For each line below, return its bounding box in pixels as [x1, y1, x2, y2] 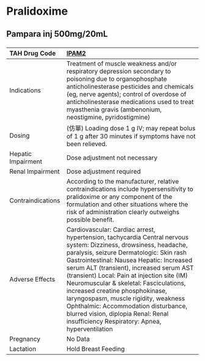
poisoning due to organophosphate [66, 75, 167, 83]
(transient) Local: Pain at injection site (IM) [66, 271, 188, 280]
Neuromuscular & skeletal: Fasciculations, [66, 278, 186, 287]
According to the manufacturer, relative [66, 177, 179, 185]
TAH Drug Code [9, 49, 56, 58]
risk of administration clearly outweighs [66, 207, 180, 216]
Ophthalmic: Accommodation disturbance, [66, 302, 188, 310]
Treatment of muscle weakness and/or [66, 59, 177, 68]
